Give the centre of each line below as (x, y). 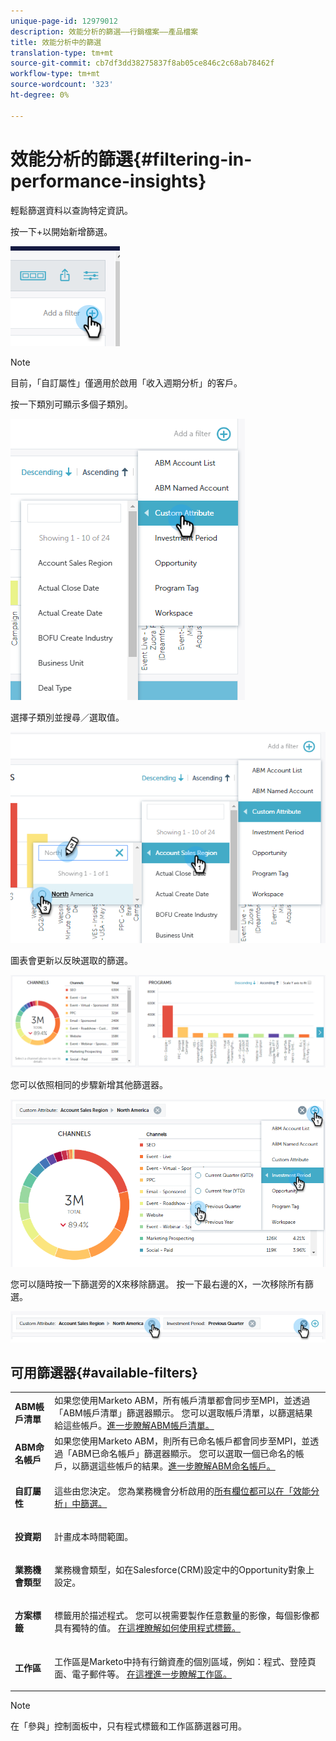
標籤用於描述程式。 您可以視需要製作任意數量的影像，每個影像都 (187, 1616)
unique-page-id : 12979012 (64, 21)
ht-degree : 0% (40, 95)
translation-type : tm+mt (62, 53)
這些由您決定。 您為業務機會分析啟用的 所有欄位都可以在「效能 (183, 1491)
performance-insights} (108, 181)
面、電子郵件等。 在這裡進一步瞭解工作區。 (143, 1674)
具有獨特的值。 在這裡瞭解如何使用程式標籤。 (148, 1628)
